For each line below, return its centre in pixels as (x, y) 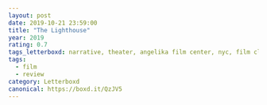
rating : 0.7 (28, 45)
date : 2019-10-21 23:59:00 (53, 23)
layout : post (30, 15)
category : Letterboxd (44, 81)
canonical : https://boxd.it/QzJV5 (66, 89)
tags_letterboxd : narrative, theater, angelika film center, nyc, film (129, 52)
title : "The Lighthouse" (49, 30)
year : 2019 (26, 37)
